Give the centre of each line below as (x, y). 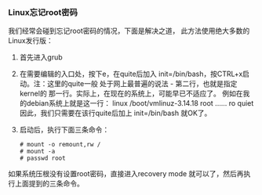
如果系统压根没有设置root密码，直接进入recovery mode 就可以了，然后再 (126, 174)
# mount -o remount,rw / (60, 145)
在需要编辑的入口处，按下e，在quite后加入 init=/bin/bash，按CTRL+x (131, 74)
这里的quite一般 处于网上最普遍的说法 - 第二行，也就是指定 (142, 84)
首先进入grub (41, 57)
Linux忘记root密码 (43, 12)
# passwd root (42, 158)
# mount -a (37, 152)
